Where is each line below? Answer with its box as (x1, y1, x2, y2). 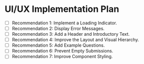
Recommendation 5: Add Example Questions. (11, 42, 105, 48)
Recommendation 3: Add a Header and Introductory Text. (11, 31, 130, 37)
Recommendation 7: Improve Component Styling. (11, 54, 113, 60)
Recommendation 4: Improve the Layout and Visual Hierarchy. (11, 37, 139, 43)
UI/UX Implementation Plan (4, 3, 120, 15)
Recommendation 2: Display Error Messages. (11, 26, 105, 31)
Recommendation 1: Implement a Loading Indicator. (11, 20, 118, 26)
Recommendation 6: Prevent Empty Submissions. (11, 48, 113, 54)
